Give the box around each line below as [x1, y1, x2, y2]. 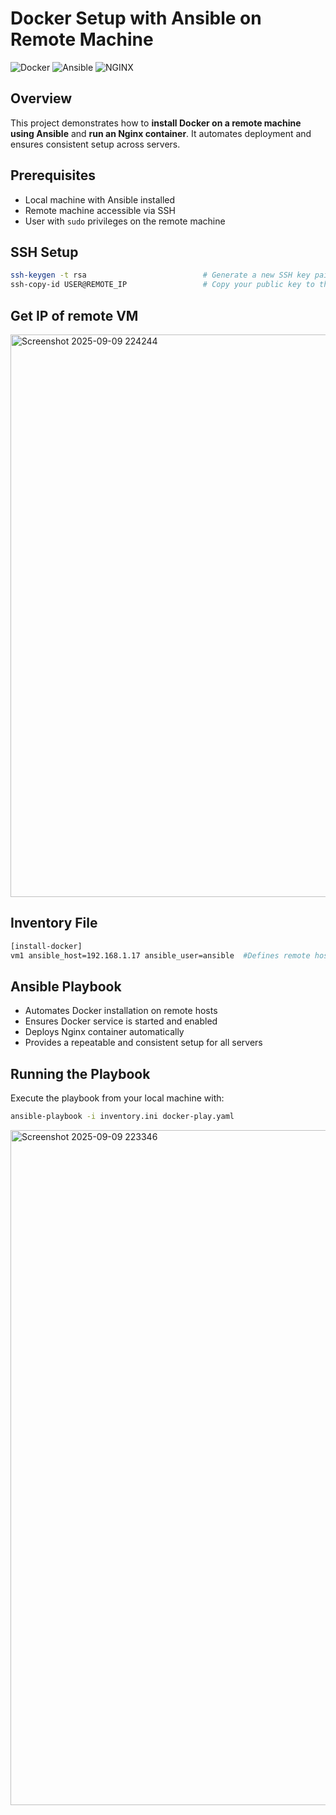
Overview [10, 90, 73, 107]
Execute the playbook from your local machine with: [10, 1092, 225, 1104]
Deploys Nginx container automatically [24, 1026, 185, 1038]
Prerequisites [10, 167, 96, 184]
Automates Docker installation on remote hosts [24, 1005, 218, 1017]
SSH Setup [10, 243, 79, 261]
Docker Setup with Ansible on [10, 7, 262, 30]
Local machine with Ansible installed [24, 193, 176, 206]
